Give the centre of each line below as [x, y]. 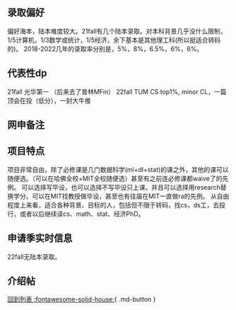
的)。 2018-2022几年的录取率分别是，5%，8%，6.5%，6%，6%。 [105, 49]
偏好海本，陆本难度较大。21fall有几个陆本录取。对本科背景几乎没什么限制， [117, 31]
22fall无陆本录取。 [34, 256]
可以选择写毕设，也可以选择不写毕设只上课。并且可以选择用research [121, 187]
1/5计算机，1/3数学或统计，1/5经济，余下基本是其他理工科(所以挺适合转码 [114, 40]
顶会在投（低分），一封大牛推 [49, 101]
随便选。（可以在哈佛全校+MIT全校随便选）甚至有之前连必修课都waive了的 [115, 178]
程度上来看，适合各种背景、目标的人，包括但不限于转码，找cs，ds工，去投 [117, 205]
